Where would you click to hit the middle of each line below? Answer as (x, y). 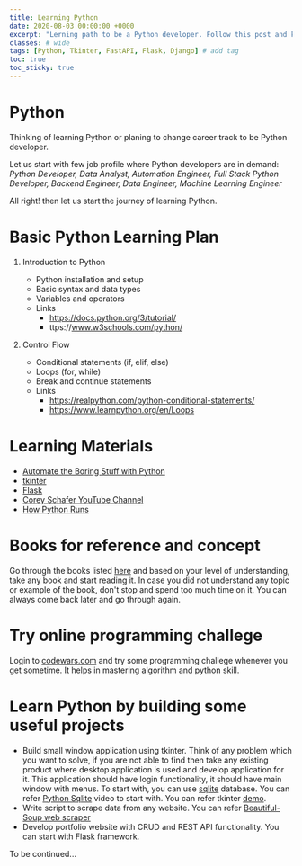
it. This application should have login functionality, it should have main (152, 779)
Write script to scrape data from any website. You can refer (132, 808)
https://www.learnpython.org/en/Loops (122, 409)
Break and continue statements (93, 381)
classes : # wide (40, 43)
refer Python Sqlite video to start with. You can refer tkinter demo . (144, 798)
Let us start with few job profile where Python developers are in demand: (144, 164)
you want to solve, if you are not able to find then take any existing (145, 760)
